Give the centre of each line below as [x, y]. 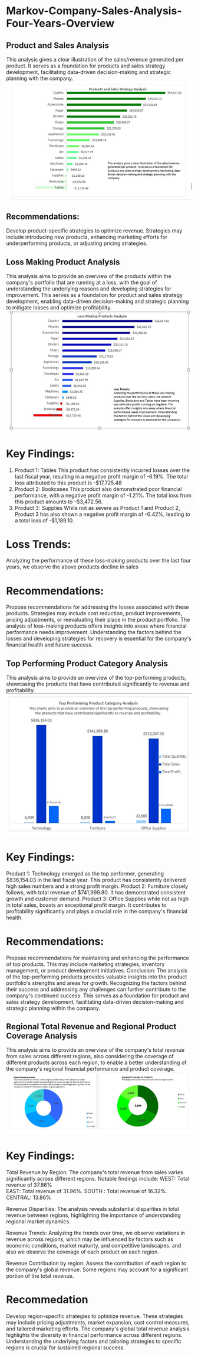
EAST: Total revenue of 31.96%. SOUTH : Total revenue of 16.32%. [87, 1191]
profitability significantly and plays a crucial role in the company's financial [97, 911]
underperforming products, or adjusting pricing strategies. [77, 243]
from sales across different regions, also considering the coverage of [90, 1056]
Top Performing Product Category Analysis [87, 663]
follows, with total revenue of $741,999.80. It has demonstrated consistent [96, 892]
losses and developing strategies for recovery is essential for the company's [99, 639]
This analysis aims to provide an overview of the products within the [89, 276]
